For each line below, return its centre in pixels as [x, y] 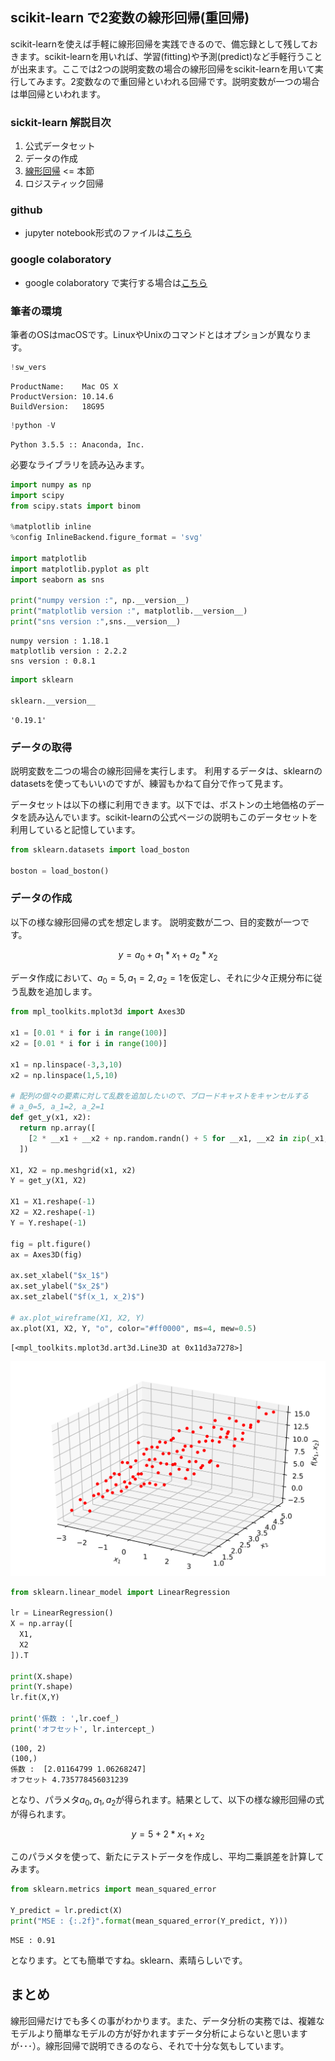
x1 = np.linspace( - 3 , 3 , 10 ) [66, 1064]
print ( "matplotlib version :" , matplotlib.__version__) [129, 611]
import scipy [37, 495]
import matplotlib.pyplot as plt [80, 569]
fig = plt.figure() [51, 1244]
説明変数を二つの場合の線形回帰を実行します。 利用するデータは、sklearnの [166, 770]
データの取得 [41, 747]
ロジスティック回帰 [64, 184]
